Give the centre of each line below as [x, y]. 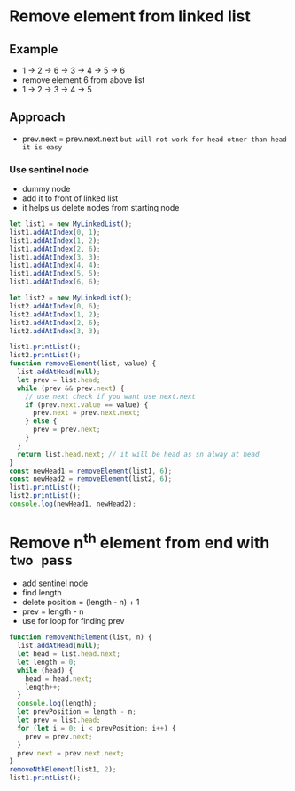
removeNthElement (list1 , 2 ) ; [63, 770]
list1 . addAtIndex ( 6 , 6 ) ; [55, 282]
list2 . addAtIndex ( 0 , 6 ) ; [55, 306]
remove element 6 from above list [83, 80]
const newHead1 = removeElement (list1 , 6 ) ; [91, 471]
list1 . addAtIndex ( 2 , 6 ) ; [55, 249]
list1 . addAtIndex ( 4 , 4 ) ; [55, 265]
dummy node [46, 189]
